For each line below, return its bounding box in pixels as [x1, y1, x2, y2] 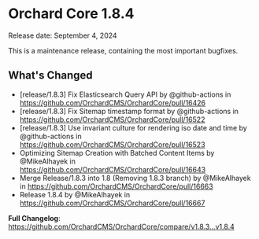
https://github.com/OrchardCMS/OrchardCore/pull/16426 [19, 97, 206, 107]
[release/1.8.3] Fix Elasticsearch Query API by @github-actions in [19, 90, 231, 99]
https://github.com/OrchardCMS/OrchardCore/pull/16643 [19, 164, 206, 174]
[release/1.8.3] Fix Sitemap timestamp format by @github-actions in [19, 106, 239, 116]
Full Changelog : [8, 213, 61, 222]
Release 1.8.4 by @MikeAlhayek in [19, 189, 131, 199]
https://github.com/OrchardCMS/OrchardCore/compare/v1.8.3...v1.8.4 [8, 222, 235, 231]
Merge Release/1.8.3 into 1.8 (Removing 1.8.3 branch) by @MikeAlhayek [19, 173, 251, 182]
